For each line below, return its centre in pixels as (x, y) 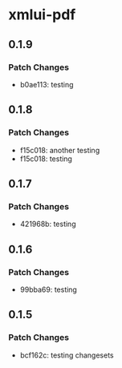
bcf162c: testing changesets (67, 355)
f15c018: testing (46, 159)
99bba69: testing (49, 289)
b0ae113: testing (47, 84)
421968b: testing (48, 224)
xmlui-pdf (42, 15)
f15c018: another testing (60, 150)
